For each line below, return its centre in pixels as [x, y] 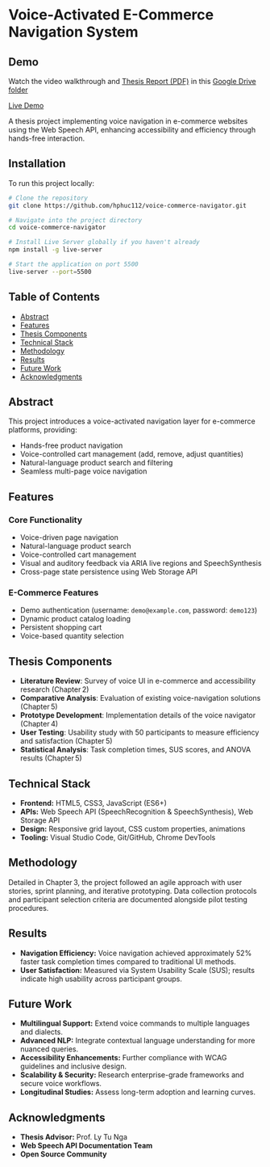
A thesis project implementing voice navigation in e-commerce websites [128, 121]
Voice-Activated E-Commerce [111, 15]
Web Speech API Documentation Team [86, 1146]
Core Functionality [46, 520]
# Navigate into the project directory [75, 220]
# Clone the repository [48, 198]
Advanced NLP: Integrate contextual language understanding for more [137, 1041]
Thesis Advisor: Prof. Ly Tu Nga [73, 1137]
